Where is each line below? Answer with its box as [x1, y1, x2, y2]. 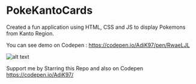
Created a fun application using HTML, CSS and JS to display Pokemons [6, 23, 186, 31]
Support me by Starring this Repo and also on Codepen [6, 64, 143, 72]
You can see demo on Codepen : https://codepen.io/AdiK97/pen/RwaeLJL [6, 41, 191, 49]
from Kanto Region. [6, 29, 54, 37]
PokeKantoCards [6, 4, 93, 17]
